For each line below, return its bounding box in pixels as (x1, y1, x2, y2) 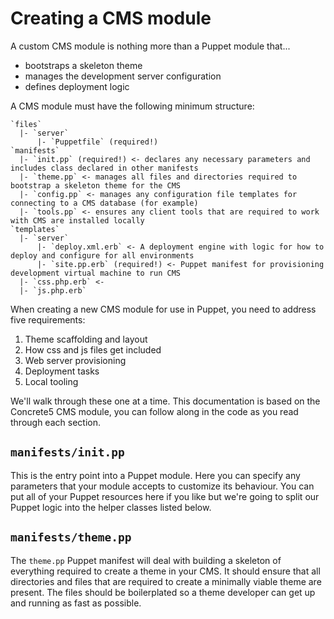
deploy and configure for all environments (10, 250, 195, 261)
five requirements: (10, 313, 86, 326)
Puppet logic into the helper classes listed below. (10, 501, 212, 513)
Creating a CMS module (10, 7, 212, 30)
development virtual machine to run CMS (10, 268, 182, 278)
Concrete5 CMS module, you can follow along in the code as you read (10, 405, 299, 417)
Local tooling (24, 375, 79, 387)
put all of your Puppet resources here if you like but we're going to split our (10, 490, 320, 502)
